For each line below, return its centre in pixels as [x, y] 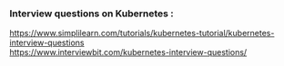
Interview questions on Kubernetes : [92, 14]
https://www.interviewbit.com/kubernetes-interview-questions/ [128, 52]
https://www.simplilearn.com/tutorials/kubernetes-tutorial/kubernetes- [142, 33]
